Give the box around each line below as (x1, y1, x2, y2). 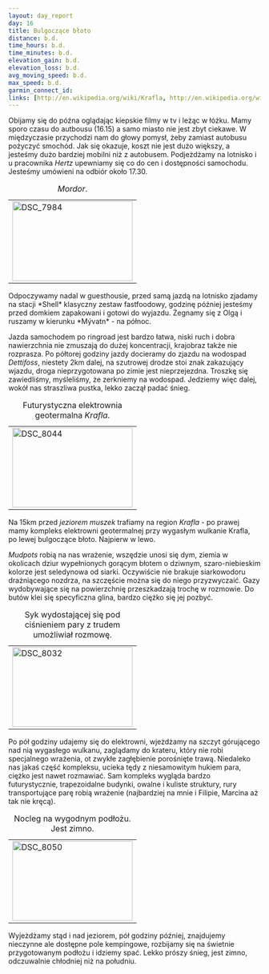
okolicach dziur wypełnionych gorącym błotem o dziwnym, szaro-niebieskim (8, 559, 261, 568)
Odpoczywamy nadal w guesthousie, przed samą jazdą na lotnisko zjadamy (8, 291, 259, 301)
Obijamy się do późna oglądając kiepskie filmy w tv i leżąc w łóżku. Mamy (8, 115, 252, 125)
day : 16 (8, 19, 34, 27)
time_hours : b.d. (8, 42, 66, 50)
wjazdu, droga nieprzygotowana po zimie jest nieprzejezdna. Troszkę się (8, 366, 248, 376)
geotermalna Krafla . (34, 410, 110, 421)
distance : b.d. (8, 34, 59, 42)
